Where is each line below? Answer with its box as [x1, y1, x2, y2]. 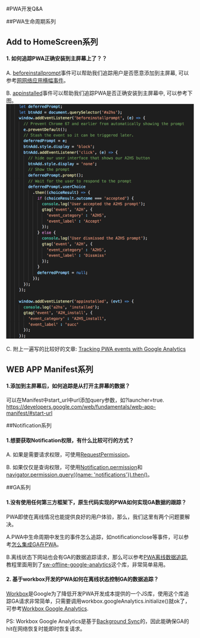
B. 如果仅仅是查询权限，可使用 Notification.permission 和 [6, 464, 143, 471]
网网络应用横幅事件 [17, 76, 64, 84]
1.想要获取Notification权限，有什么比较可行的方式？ [6, 436, 135, 443]
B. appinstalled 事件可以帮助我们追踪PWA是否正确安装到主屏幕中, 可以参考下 [6, 89, 193, 97]
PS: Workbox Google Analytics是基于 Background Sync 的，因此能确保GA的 [6, 617, 189, 625]
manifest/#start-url [6, 409, 52, 417]
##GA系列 [6, 484, 31, 491]
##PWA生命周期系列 [6, 18, 57, 25]
